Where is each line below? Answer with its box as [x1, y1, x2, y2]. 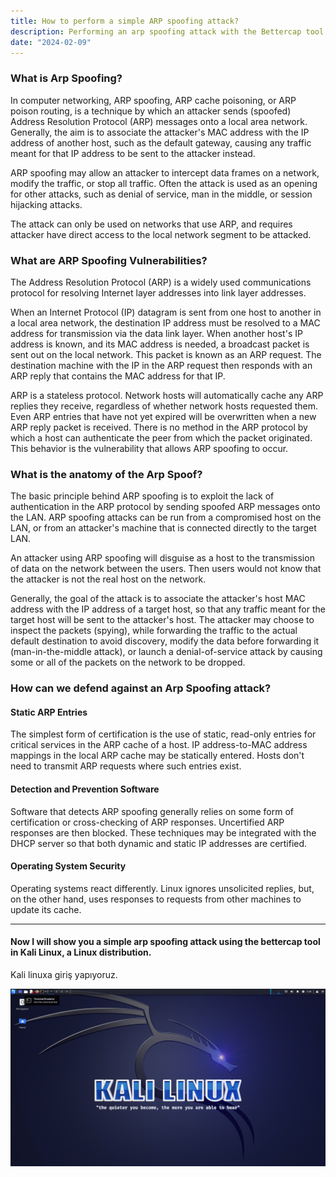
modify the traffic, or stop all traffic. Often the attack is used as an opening [10, 177, 318, 189]
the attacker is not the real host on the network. [10, 573, 207, 585]
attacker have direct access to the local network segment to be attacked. [10, 228, 312, 240]
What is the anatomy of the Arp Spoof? [10, 467, 203, 481]
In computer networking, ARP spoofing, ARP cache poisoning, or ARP [10, 94, 297, 106]
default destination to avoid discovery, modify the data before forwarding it [10, 635, 320, 647]
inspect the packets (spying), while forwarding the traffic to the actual [10, 625, 298, 637]
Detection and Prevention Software [10, 783, 160, 795]
